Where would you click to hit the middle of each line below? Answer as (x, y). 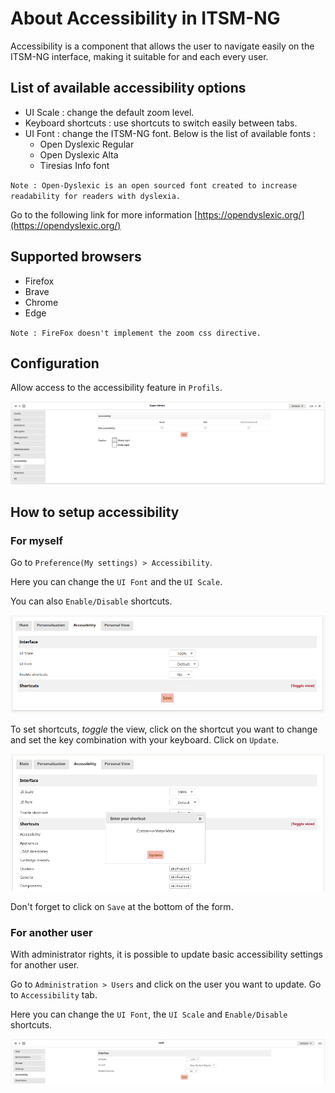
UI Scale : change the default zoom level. (109, 112)
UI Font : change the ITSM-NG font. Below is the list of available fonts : (170, 133)
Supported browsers (76, 257)
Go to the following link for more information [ (104, 214)
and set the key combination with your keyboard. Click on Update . (145, 739)
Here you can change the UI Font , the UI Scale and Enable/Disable (149, 1014)
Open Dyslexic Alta (79, 154)
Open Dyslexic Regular (87, 144)
